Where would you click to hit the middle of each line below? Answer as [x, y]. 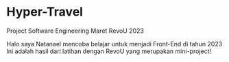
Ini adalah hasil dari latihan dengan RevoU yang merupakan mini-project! [109, 51]
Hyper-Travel [45, 12]
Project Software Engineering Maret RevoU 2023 [75, 31]
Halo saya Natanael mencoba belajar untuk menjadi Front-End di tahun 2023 [114, 44]
